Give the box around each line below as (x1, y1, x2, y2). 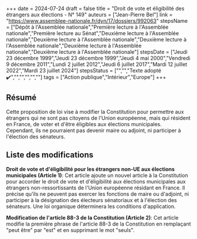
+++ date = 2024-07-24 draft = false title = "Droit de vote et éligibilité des (6, 5, 185, 12)
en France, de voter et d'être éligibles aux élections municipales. (6, 120, 162, 127)
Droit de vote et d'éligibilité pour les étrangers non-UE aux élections (6, 165, 175, 172)
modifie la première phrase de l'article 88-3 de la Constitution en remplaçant (6, 220, 191, 227)
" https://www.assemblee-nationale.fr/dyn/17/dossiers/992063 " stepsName (6, 18, 188, 24)
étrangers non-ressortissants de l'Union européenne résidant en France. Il (6, 184, 185, 191)
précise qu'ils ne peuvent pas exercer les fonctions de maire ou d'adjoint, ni (6, 190, 189, 198)
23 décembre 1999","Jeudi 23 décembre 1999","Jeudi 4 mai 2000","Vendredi (6, 55, 191, 61)
